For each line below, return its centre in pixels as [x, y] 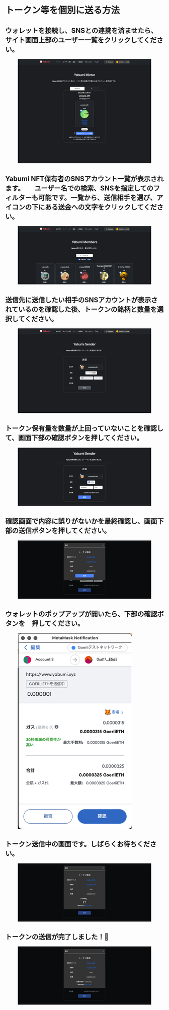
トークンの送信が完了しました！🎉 [57, 937]
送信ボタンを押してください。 [64, 531]
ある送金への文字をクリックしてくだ [101, 207]
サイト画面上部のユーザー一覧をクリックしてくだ [81, 40]
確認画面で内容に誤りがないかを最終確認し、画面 [81, 521]
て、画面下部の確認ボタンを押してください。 [74, 438]
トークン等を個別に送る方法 [63, 10]
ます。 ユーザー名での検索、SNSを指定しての [79, 188]
